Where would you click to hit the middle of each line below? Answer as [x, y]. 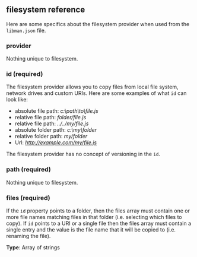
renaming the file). [28, 236]
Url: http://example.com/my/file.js [55, 142]
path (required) [29, 170]
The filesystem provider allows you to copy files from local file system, [92, 87]
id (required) [25, 74]
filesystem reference [46, 10]
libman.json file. [26, 30]
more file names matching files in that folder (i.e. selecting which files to [94, 217]
